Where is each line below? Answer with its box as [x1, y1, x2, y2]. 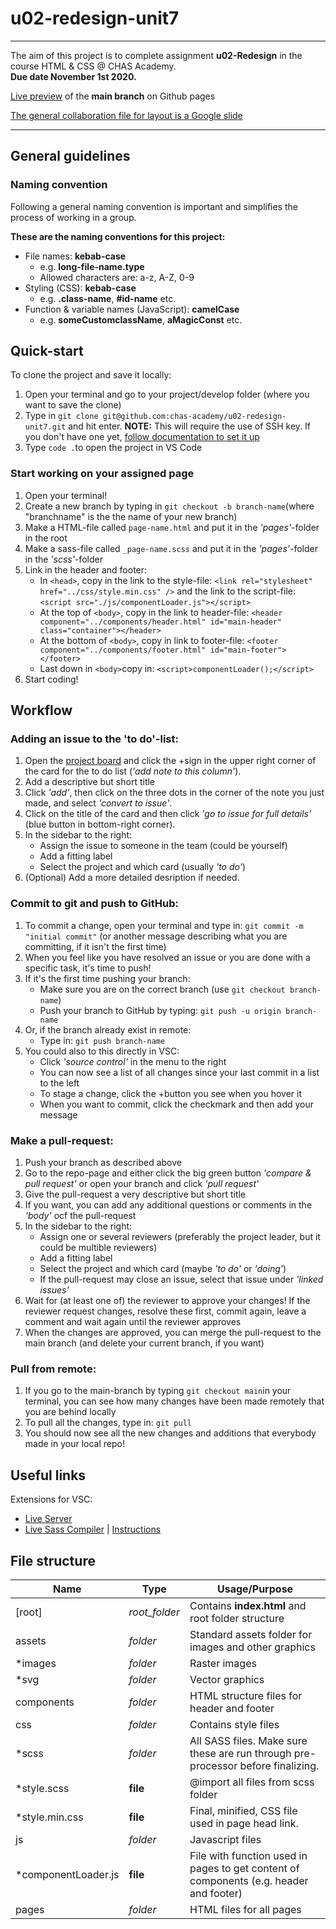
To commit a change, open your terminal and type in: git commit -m [24, 919, 304, 931]
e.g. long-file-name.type [39, 260, 145, 272]
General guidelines [10, 148, 131, 165]
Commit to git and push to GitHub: [10, 897, 179, 911]
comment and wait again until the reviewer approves [24, 1316, 242, 1328]
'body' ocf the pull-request [24, 1210, 137, 1222]
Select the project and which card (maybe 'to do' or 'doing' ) [39, 1263, 287, 1275]
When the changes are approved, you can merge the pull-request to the [24, 1327, 322, 1339]
